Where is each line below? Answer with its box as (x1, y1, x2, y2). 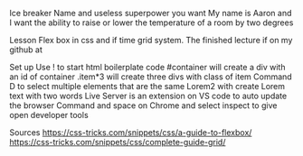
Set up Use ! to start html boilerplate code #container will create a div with (9, 62, 286, 72)
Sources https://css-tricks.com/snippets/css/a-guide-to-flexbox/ (9, 127, 252, 138)
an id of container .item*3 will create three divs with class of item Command (9, 71, 292, 82)
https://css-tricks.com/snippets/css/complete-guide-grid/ (9, 137, 226, 147)
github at (9, 44, 43, 55)
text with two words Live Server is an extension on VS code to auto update (9, 90, 288, 101)
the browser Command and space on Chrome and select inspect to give (9, 100, 278, 111)
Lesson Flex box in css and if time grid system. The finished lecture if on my (9, 35, 293, 45)
